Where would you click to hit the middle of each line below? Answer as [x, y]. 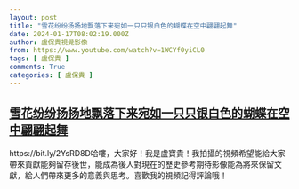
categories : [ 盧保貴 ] [51, 75]
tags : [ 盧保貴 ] [39, 59]
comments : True [37, 67]
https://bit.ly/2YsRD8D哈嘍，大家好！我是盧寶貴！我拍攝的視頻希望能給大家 [148, 153]
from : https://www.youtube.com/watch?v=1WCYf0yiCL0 [107, 51]
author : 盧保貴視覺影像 [48, 42]
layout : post [33, 17]
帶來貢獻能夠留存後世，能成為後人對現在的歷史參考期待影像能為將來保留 [141, 164]
